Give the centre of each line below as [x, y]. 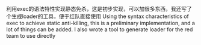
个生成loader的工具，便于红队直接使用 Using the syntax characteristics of [98, 16]
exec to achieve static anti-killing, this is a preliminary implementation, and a [101, 23]
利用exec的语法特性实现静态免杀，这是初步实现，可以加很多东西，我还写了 [99, 9]
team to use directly [31, 36]
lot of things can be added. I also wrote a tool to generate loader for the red [100, 29]
